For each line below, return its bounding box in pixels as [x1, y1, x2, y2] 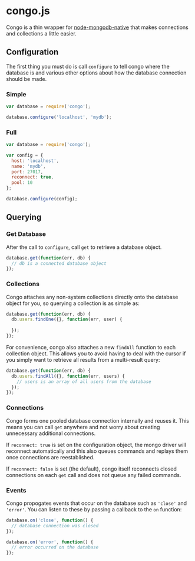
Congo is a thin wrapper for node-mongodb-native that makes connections [6, 24, 189, 31]
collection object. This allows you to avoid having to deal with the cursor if [6, 350, 186, 357]
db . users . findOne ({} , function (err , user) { [11, 316, 123, 323]
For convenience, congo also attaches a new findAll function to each [6, 343, 176, 351]
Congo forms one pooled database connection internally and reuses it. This [6, 417, 190, 424]
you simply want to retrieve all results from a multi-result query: [6, 356, 160, 363]
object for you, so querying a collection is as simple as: [6, 300, 140, 307]
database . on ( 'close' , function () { [6, 517, 94, 523]
